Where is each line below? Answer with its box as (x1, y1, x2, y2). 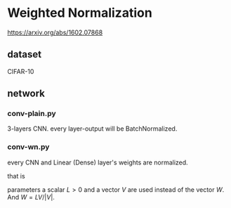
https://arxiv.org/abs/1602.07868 (7, 28, 103, 37)
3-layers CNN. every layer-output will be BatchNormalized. (7, 124, 178, 133)
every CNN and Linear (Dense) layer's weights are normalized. (7, 158, 188, 167)
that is (7, 171, 26, 180)
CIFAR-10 (7, 67, 34, 75)
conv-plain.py (7, 109, 56, 119)
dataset (7, 48, 42, 60)
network (7, 88, 46, 100)
